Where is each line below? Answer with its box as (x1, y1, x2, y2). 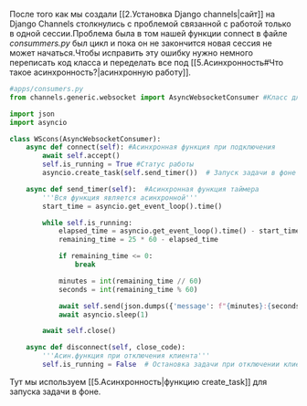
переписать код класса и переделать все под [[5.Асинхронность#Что (9, 57, 284, 68)
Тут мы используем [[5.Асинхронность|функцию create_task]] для (9, 376, 268, 387)
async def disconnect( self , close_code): (26, 343, 185, 352)
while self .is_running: (42, 218, 132, 227)
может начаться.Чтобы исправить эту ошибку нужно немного (9, 47, 254, 58)
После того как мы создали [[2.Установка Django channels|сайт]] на (9, 9, 276, 19)
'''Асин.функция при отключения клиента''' (42, 351, 210, 360)
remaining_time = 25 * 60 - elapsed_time (58, 235, 219, 245)
